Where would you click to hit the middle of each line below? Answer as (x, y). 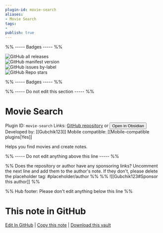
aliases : (14, 14)
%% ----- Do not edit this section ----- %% (50, 91)
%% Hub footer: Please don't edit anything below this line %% (69, 191)
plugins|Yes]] (19, 137)
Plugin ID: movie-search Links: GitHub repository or (57, 125)
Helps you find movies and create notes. (46, 146)
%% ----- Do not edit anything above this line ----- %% (62, 156)
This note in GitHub (46, 211)
